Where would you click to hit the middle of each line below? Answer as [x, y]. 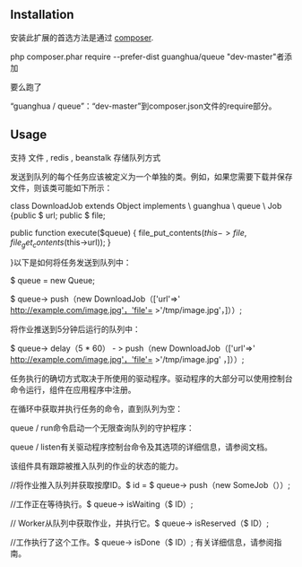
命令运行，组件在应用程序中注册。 [73, 390]
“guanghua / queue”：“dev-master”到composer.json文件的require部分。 [143, 106]
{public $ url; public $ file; [58, 215]
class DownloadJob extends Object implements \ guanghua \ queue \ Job [146, 205]
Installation [42, 15]
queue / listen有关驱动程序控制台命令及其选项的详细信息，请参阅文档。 [141, 447]
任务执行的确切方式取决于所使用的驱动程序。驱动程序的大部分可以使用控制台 [151, 379]
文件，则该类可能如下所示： [61, 188]
